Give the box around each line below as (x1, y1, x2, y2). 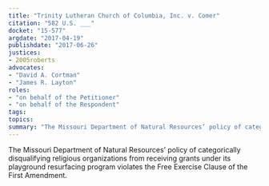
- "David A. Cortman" (8, 71, 81, 79)
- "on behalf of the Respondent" (8, 101, 120, 109)
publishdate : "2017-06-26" (8, 42, 98, 49)
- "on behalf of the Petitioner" (8, 93, 120, 101)
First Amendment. (8, 170, 68, 180)
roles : (8, 85, 30, 94)
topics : (8, 116, 34, 124)
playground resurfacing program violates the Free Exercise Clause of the (8, 161, 248, 172)
